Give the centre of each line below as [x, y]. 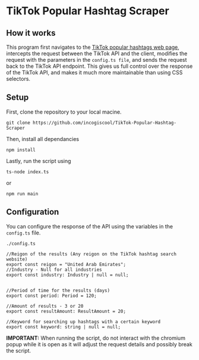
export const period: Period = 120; [51, 296]
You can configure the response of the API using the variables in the [90, 226]
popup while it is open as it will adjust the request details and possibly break [99, 344]
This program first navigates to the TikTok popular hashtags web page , [93, 47]
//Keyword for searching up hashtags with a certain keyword [83, 322]
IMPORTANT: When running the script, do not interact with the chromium [96, 338]
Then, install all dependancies [42, 139]
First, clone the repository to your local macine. [64, 112]
